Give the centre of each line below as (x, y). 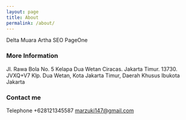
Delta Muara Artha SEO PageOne (47, 40)
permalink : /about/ (31, 23)
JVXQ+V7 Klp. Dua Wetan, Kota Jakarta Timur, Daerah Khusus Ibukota (93, 75)
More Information (32, 56)
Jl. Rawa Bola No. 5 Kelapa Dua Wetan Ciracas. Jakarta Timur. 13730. (92, 69)
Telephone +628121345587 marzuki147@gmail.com (70, 110)
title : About (22, 17)
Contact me (24, 97)
